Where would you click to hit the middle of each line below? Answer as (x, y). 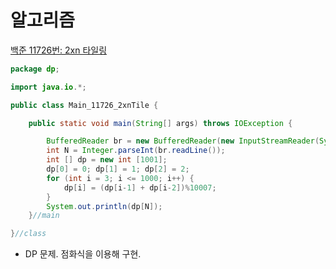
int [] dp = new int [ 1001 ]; (107, 160)
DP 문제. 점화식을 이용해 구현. (83, 254)
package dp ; (35, 69)
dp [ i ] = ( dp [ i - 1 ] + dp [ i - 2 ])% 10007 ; (140, 187)
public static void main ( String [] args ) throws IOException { (160, 123)
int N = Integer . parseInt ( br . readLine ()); (136, 151)
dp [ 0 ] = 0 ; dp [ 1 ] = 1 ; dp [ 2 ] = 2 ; (118, 169)
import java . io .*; (48, 87)
